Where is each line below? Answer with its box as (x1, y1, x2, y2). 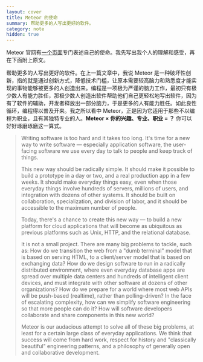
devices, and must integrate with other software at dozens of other (21, 280, 188, 287)
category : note (6, 25, 45, 32)
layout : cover (6, 8, 42, 15)
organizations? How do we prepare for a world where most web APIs (21, 286, 193, 293)
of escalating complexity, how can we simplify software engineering (21, 298, 191, 306)
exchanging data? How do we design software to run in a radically (21, 260, 186, 267)
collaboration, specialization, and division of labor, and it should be (21, 198, 187, 205)
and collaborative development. (21, 349, 100, 357)
